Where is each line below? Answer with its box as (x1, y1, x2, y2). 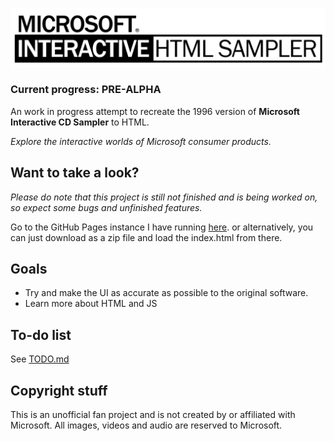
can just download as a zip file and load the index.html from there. (10, 231, 283, 243)
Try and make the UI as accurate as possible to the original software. (24, 287, 309, 299)
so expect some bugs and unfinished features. (10, 201, 203, 213)
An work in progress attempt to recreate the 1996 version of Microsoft (10, 105, 300, 117)
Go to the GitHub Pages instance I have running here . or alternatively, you (10, 221, 314, 233)
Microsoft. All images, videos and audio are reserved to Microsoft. (10, 419, 283, 432)
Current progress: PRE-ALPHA (10, 83, 162, 97)
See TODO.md (10, 353, 70, 365)
